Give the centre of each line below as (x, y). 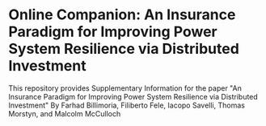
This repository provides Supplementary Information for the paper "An (125, 88)
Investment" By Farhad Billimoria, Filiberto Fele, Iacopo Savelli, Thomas (127, 105)
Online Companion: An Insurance (122, 15)
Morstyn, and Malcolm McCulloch (65, 113)
